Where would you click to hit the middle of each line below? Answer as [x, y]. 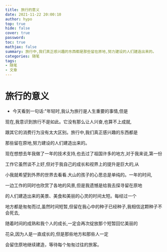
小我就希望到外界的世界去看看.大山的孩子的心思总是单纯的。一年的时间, [79, 175]
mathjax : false [21, 47]
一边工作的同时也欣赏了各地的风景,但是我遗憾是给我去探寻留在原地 [74, 185]
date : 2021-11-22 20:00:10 [33, 14]
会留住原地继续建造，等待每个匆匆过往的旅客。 [53, 245]
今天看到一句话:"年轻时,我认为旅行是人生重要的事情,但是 [70, 111]
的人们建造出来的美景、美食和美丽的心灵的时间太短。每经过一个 [71, 196]
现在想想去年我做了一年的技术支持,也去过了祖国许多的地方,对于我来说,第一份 [84, 153]
